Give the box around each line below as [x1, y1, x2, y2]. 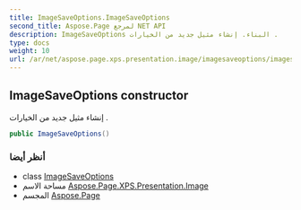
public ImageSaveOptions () [9, 129, 110, 138]
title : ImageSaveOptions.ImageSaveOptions [9, 13, 170, 22]
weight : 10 [9, 47, 50, 56]
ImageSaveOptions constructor [9, 88, 189, 103]
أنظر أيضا [9, 150, 46, 162]
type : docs [9, 38, 50, 48]
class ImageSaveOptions [21, 171, 115, 181]
